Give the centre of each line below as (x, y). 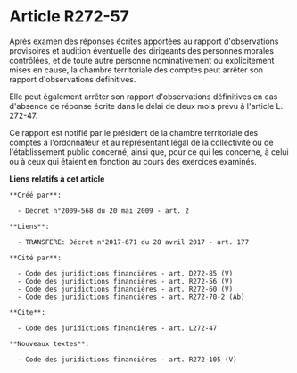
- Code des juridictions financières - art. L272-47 (117, 328)
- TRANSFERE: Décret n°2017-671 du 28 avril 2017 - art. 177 (133, 242)
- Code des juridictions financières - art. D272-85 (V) (125, 273)
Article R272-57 (69, 17)
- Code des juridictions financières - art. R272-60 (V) (125, 289)
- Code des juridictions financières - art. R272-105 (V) (128, 360)
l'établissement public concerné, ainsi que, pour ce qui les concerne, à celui (149, 152)
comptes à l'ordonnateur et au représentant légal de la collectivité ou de (141, 142)
